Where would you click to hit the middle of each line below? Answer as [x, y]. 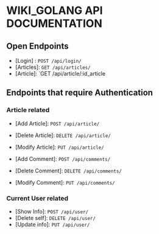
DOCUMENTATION [54, 23]
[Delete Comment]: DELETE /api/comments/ [68, 171]
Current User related [37, 198]
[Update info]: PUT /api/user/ [52, 224]
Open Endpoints [37, 46]
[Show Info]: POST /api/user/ [52, 211]
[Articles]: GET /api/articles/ [53, 67]
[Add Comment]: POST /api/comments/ [63, 158]
